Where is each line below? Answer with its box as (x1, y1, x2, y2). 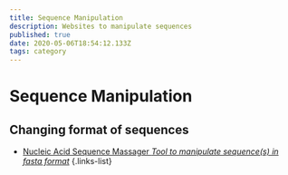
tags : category (9, 47, 67, 56)
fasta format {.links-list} (22, 156, 112, 167)
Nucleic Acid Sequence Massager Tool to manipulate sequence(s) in (22, 146, 279, 157)
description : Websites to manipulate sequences (9, 22, 193, 31)
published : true (9, 30, 71, 39)
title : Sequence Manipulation (9, 13, 124, 23)
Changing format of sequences (9, 122, 189, 137)
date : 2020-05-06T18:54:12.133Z (9, 38, 131, 48)
